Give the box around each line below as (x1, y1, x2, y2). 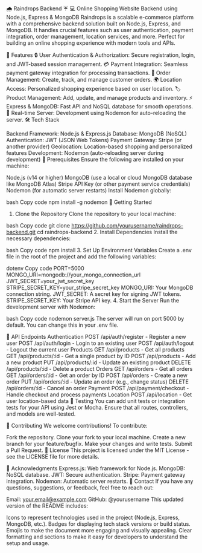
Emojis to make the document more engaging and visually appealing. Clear (6, 527, 192, 534)
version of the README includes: (6, 502, 89, 509)
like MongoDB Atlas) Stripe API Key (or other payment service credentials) (6, 180, 191, 188)
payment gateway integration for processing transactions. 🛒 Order (6, 69, 171, 76)
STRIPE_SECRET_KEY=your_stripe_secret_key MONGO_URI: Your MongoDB (6, 284, 194, 291)
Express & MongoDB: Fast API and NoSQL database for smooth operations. (6, 103, 194, 110)
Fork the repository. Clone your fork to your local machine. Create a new (6, 434, 186, 440)
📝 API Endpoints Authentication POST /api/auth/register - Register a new (6, 333, 186, 340)
